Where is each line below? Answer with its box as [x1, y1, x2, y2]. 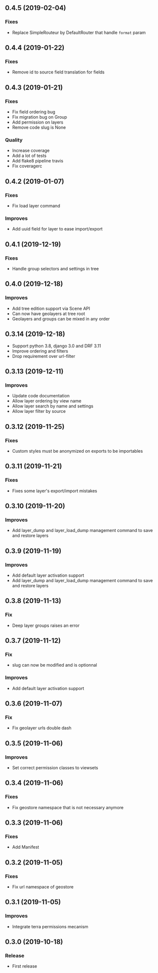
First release [12, 963, 37, 969]
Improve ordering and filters [12, 348, 69, 354]
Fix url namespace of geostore [12, 884, 74, 890]
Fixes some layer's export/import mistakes [12, 488, 97, 494]
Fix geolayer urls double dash [12, 725, 72, 731]
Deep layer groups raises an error [12, 622, 80, 628]
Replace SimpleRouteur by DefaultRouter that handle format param [12, 29, 146, 35]
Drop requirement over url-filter [12, 353, 75, 359]
